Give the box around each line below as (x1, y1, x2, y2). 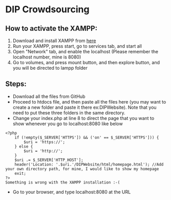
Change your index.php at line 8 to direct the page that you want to (12, 115, 155, 121)
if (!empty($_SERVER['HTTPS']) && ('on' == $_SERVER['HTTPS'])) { (14, 135, 159, 140)
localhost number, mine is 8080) (12, 54, 81, 60)
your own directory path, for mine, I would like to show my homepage (5, 166, 159, 171)
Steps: (5, 79, 27, 88)
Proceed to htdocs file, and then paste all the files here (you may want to (12, 98, 166, 105)
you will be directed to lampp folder (12, 65, 88, 71)
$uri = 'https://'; (24, 139, 66, 145)
